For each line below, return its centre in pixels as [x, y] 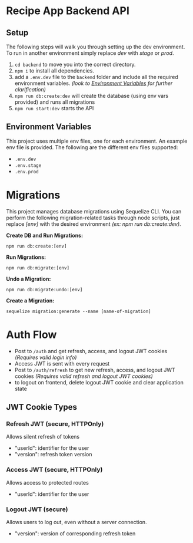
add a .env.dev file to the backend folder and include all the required [96, 77]
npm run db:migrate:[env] [38, 268]
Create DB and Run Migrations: [45, 235]
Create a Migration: [30, 300]
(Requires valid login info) [46, 357]
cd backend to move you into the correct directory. [75, 64]
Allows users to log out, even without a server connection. [76, 522]
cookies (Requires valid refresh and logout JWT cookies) [84, 376]
